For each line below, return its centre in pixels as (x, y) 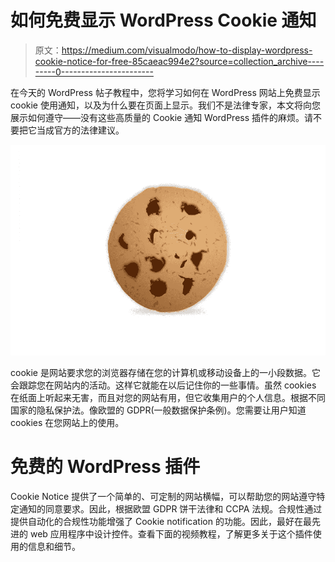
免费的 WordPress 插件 (105, 467)
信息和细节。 (54, 546)
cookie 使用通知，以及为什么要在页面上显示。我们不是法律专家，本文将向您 (165, 105)
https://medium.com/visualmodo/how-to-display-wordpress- (187, 50)
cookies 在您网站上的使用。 (67, 423)
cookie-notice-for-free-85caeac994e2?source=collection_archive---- (179, 61)
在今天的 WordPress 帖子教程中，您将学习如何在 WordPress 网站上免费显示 (165, 92)
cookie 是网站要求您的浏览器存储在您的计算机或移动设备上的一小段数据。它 (165, 373)
